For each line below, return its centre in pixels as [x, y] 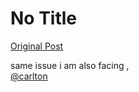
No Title [44, 18]
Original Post [37, 46]
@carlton [29, 76]
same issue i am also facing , [70, 65]
